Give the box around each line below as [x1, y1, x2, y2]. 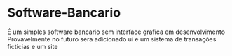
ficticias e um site [7, 42, 58, 50]
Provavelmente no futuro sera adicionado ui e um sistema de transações [7, 35, 217, 43]
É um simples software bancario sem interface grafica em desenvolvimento [7, 28, 226, 36]
